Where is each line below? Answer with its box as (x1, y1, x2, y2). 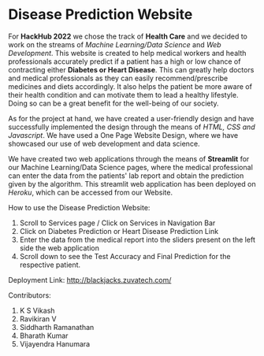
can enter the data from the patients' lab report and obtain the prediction (8, 171, 244, 180)
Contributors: (8, 290, 51, 300)
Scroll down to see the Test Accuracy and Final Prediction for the (19, 251, 231, 261)
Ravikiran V (19, 313, 57, 324)
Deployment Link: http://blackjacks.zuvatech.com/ (8, 275, 172, 284)
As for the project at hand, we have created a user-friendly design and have (8, 113, 255, 123)
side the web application (19, 243, 100, 253)
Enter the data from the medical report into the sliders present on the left (19, 235, 256, 244)
